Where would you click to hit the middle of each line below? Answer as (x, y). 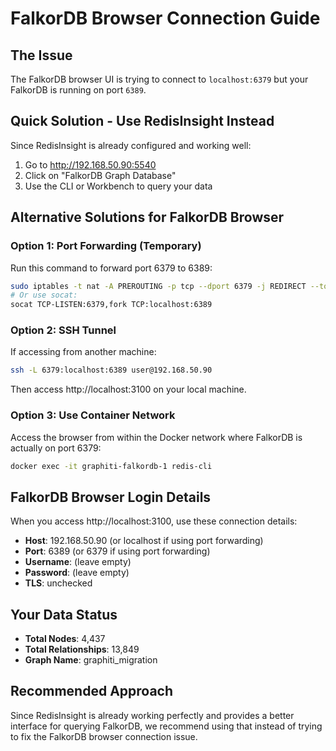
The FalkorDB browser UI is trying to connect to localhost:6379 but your (159, 79)
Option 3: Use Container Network (93, 415)
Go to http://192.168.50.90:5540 (90, 164)
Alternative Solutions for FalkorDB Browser (147, 217)
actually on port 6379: (56, 448)
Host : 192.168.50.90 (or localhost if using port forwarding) (144, 541)
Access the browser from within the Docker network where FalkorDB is (156, 437)
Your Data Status (64, 614)
